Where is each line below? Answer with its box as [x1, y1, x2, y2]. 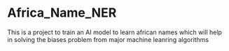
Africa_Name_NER [7, 5, 117, 21]
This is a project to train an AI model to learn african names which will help [7, 28, 223, 36]
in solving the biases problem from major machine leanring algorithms [7, 35, 209, 43]
